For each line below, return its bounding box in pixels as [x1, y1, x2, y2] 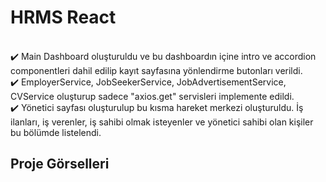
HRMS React [10, 6, 117, 29]
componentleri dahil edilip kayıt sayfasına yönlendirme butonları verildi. [10, 64, 303, 76]
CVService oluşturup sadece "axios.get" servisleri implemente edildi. [10, 90, 295, 102]
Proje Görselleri [10, 156, 110, 173]
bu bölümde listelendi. [10, 126, 102, 138]
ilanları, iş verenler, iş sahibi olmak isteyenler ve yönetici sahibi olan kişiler [10, 116, 314, 128]
